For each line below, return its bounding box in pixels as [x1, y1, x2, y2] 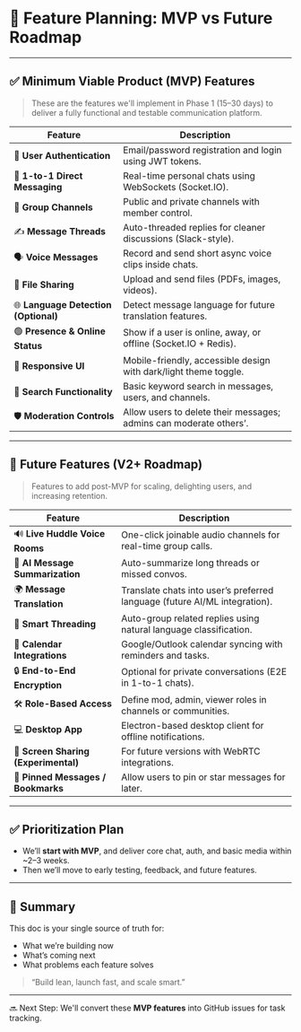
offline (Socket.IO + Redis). [122, 337, 236, 350]
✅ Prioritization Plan [9, 821, 125, 837]
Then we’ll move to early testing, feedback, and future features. [21, 865, 257, 876]
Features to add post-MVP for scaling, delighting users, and [30, 480, 253, 492]
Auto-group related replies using [120, 612, 260, 625]
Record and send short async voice [122, 247, 272, 259]
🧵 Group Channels [13, 201, 93, 214]
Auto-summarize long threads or [120, 556, 260, 569]
